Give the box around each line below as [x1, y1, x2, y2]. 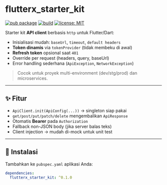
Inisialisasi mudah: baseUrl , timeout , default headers [12, 39, 121, 45]
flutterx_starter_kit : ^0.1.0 [9, 175, 72, 180]
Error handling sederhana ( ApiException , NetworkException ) [12, 60, 134, 66]
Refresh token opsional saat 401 [12, 50, 79, 56]
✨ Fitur [5, 94, 27, 103]
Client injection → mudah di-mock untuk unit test [12, 128, 113, 135]
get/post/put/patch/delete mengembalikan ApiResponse [12, 113, 128, 119]
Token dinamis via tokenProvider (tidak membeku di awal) [12, 44, 133, 50]
